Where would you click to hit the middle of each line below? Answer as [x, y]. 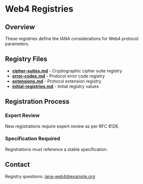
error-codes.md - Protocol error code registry [58, 76]
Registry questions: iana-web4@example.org [50, 176]
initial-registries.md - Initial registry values [56, 86]
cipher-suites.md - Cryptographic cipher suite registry [67, 71]
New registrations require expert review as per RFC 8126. [62, 126]
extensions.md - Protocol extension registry [57, 81]
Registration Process [37, 101]
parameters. [17, 44]
